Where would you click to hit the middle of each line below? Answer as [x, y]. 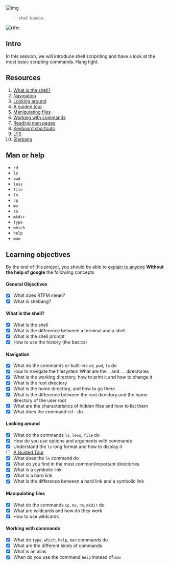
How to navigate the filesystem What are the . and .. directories [81, 371]
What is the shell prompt [39, 336]
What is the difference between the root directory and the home [80, 394]
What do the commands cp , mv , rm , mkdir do [59, 505]
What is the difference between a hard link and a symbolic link [79, 481]
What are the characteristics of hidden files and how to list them [80, 406]
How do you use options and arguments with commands [73, 441]
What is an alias [30, 552]
